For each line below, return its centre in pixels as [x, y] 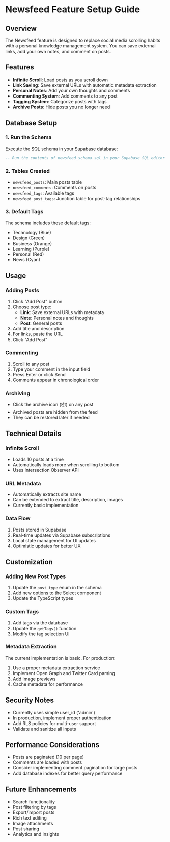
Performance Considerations [52, 745]
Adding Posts [22, 291]
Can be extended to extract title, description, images [68, 500]
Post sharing [26, 829]
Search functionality [34, 802]
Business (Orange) [32, 243]
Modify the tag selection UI [41, 634]
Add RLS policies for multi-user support [54, 723]
